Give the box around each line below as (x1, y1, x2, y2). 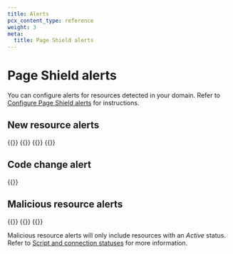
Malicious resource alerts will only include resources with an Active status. (7, 231, 227, 239)
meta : (7, 30, 24, 38)
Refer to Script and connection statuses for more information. (7, 238, 188, 247)
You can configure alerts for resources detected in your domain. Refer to (7, 91, 221, 100)
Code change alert (7, 159, 91, 171)
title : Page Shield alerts (14, 37, 94, 44)
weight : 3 (7, 23, 37, 31)
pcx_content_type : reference (7, 17, 94, 24)
